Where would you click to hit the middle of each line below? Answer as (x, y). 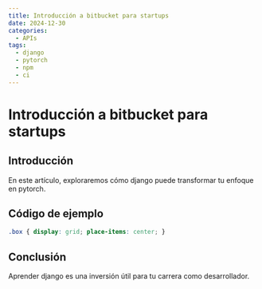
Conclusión (37, 257)
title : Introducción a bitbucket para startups (89, 16)
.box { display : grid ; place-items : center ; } (87, 232)
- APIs (26, 38)
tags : (17, 46)
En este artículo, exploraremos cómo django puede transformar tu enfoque (131, 180)
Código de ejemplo (56, 214)
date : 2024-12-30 (37, 23)
